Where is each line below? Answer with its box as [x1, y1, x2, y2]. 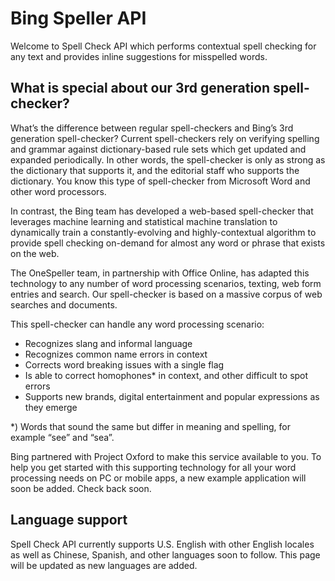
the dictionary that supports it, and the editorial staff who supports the [10, 164, 300, 176]
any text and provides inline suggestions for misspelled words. [10, 50, 268, 62]
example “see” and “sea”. [10, 431, 115, 443]
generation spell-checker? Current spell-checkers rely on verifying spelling [10, 132, 320, 144]
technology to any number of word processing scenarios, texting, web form [10, 277, 322, 289]
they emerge [24, 401, 78, 413]
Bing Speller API [10, 7, 147, 30]
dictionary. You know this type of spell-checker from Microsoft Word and [10, 175, 311, 187]
